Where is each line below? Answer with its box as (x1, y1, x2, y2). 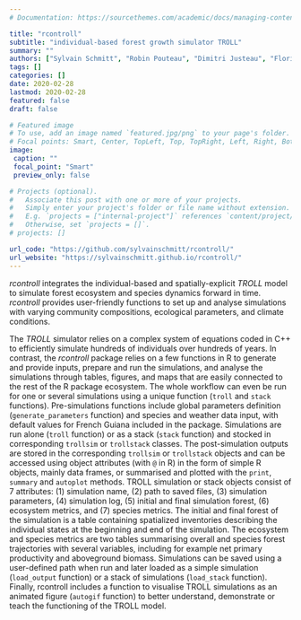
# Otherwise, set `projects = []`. (9, 221, 150, 230)
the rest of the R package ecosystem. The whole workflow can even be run (9, 380, 287, 391)
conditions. (9, 316, 51, 327)
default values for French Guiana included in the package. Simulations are (9, 419, 282, 430)
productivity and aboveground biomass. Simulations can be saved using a (9, 553, 282, 563)
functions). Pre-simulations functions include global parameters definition (9, 400, 281, 411)
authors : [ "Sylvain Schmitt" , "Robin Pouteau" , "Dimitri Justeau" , (9, 55, 267, 64)
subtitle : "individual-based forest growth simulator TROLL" (9, 38, 243, 47)
